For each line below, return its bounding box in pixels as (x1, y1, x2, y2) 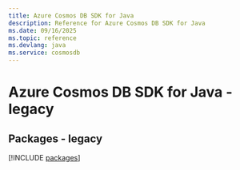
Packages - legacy (8, 132, 102, 145)
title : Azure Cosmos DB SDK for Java (8, 11, 134, 20)
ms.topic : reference (8, 34, 78, 42)
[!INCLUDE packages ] (8, 153, 81, 162)
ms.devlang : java (8, 42, 66, 49)
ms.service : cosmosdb (8, 49, 81, 57)
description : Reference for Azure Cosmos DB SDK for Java (8, 19, 206, 27)
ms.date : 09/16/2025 (8, 26, 78, 34)
